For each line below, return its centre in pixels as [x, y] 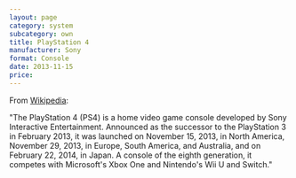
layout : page [33, 17]
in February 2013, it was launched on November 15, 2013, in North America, [147, 136]
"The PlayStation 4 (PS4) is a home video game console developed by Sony [148, 117]
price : [21, 75]
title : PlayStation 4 [49, 42]
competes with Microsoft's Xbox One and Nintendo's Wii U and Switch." [141, 164]
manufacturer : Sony [45, 50]
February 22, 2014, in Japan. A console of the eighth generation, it [131, 155]
